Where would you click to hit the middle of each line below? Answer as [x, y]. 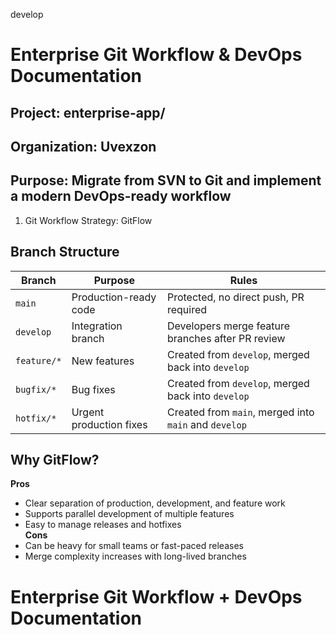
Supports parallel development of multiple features [129, 514]
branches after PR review [226, 338]
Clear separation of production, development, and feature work [155, 503]
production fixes [109, 424]
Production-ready [114, 297]
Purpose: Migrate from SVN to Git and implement [166, 180]
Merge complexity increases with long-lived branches [135, 556]
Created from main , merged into [240, 412]
